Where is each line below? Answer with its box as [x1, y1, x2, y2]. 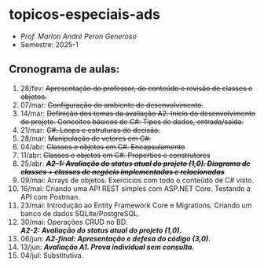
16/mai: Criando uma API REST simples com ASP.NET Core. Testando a [20, 183, 251, 193]
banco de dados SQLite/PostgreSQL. [20, 208, 140, 218]
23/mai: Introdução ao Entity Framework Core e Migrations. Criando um [20, 200, 252, 210]
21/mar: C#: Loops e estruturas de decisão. [20, 125, 160, 134]
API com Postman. [20, 192, 81, 201]
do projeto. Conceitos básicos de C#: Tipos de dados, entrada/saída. [20, 116, 244, 127]
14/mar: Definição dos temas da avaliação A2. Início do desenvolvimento [20, 108, 256, 118]
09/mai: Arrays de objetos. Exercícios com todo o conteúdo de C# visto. [20, 175, 255, 185]
